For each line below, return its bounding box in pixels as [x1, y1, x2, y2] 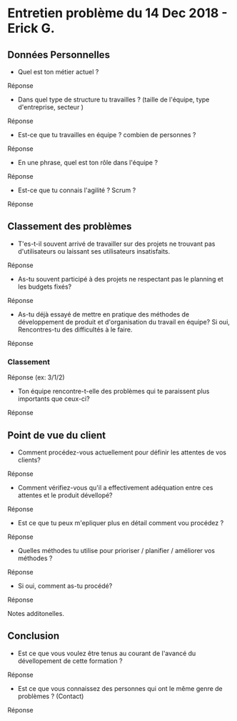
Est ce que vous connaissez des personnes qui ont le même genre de [17, 684, 223, 692]
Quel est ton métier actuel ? [17, 68, 99, 76]
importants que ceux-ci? [17, 394, 91, 403]
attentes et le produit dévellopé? [17, 491, 113, 499]
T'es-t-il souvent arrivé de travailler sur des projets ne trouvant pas [17, 239, 216, 248]
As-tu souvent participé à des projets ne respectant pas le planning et [17, 274, 223, 283]
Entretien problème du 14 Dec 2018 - [7, 5, 228, 21]
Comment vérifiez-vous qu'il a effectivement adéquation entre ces [17, 483, 213, 492]
